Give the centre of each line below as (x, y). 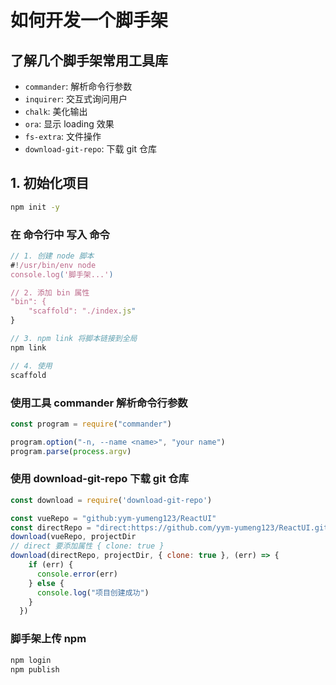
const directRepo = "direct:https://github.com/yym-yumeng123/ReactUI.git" (171, 527)
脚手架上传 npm (48, 639)
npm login (31, 660)
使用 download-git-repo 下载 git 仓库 (100, 479)
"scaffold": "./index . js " (82, 311)
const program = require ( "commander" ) (91, 424)
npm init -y (35, 207)
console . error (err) (77, 574)
